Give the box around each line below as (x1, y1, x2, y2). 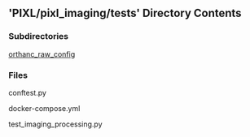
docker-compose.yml (8, 103, 81, 113)
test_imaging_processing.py (8, 119, 103, 129)
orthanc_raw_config (8, 49, 76, 59)
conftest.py (8, 88, 47, 97)
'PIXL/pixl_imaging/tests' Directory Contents (8, 6, 242, 20)
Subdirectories (8, 31, 69, 42)
